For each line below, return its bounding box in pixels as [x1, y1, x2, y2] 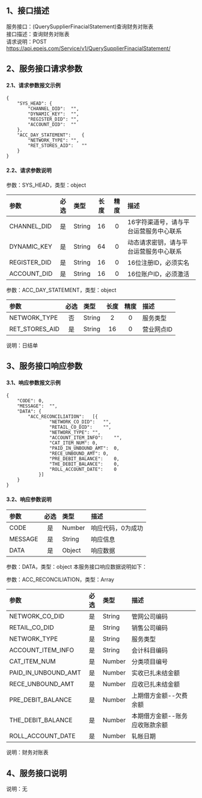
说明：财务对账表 [6, 749, 49, 756]
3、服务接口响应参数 [6, 361, 83, 371]
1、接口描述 [6, 5, 50, 16]
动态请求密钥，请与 [127, 238, 182, 246]
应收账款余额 [131, 721, 168, 729]
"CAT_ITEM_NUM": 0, [49, 440, 98, 446]
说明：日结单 [6, 341, 38, 349]
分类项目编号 [131, 658, 168, 666]
